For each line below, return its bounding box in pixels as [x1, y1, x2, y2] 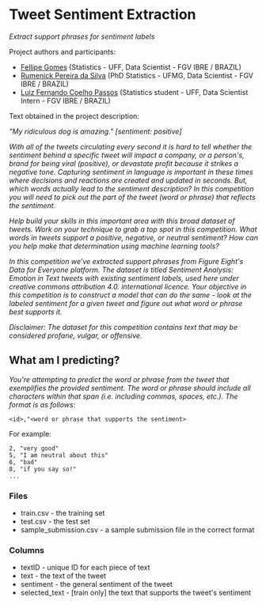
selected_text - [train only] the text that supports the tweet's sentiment [20, 588, 252, 598]
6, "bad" [9, 458, 38, 466]
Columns [9, 544, 45, 555]
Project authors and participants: [9, 47, 116, 56]
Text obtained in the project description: [9, 111, 139, 120]
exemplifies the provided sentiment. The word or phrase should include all [9, 383, 252, 392]
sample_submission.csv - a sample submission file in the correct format [20, 525, 255, 535]
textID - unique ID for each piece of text [20, 563, 150, 573]
